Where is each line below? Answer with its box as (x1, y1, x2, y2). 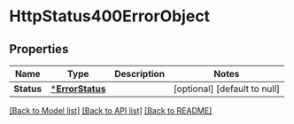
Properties (9, 42, 69, 57)
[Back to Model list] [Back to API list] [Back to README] (9, 105, 213, 116)
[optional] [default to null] (173, 82, 281, 95)
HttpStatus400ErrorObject (9, 6, 211, 27)
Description (114, 68, 166, 80)
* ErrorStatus (50, 82, 106, 95)
